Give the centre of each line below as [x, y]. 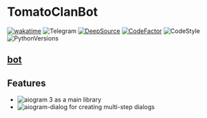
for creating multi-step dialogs [112, 107]
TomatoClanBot [53, 12]
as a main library [78, 99]
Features [26, 83]
